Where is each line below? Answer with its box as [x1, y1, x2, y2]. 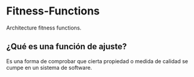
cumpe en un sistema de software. [6, 64, 92, 71]
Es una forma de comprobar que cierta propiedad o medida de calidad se [6, 57, 189, 64]
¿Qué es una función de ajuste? [6, 42, 127, 52]
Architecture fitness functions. [6, 24, 82, 31]
